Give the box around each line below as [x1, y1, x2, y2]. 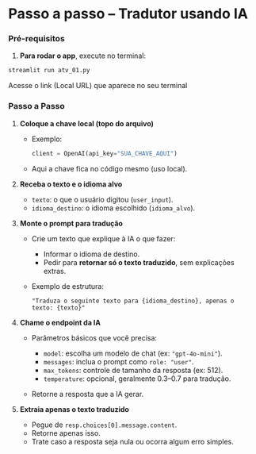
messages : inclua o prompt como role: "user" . [43, 356, 194, 366]
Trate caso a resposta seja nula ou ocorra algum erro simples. [31, 437, 234, 446]
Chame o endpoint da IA [19, 317, 101, 327]
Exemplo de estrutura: [31, 281, 105, 290]
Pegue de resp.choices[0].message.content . [31, 420, 178, 429]
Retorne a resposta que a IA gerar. [31, 389, 144, 398]
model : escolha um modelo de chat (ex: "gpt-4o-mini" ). [43, 348, 224, 358]
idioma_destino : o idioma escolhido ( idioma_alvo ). [31, 203, 196, 213]
